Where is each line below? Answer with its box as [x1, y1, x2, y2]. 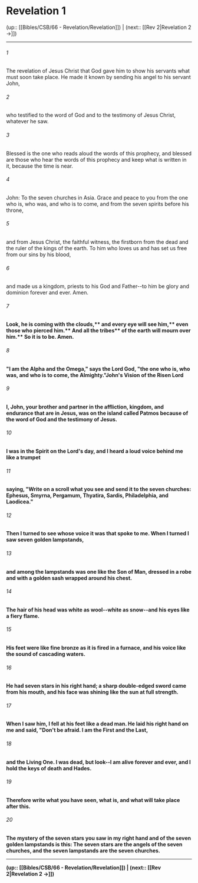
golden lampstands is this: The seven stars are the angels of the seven [6, 841, 183, 848]
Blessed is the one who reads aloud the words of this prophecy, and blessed [6, 149, 192, 157]
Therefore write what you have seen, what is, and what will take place [6, 796, 180, 803]
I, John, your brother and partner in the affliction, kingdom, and [6, 403, 164, 410]
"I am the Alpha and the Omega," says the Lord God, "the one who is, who [6, 365, 190, 372]
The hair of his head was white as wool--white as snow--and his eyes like [6, 606, 190, 613]
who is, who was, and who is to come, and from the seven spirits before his [6, 200, 190, 207]
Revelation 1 [6, 4, 67, 18]
